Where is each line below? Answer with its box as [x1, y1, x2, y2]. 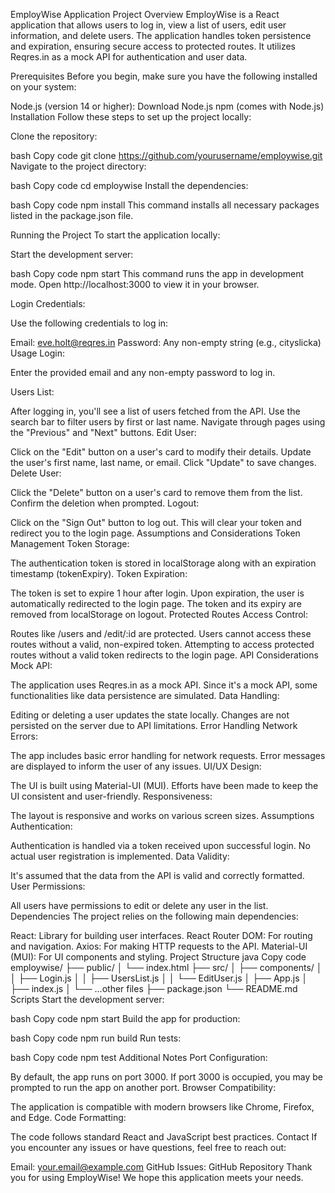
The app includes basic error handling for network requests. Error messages [10, 750, 326, 761]
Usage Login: [10, 347, 65, 359]
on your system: [10, 81, 77, 93]
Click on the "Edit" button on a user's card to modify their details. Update [10, 446, 312, 458]
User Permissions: [10, 880, 86, 892]
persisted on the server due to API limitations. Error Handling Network [10, 720, 298, 731]
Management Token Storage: [10, 538, 130, 549]
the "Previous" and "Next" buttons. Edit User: [10, 427, 197, 438]
